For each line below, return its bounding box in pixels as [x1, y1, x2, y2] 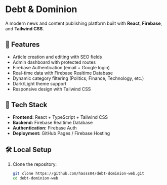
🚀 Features [5, 40, 40, 49]
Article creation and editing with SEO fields [12, 54, 102, 60]
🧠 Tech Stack [5, 101, 48, 109]
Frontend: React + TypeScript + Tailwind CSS [12, 114, 108, 120]
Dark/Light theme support [12, 80, 67, 86]
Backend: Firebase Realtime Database [12, 119, 93, 125]
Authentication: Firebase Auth [12, 125, 77, 131]
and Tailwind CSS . [5, 25, 44, 31]
